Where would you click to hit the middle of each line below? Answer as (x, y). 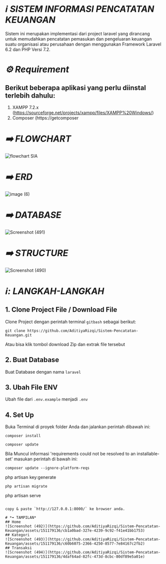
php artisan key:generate (31, 477)
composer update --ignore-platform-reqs (48, 468)
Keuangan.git (19, 335)
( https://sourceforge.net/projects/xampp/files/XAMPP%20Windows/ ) (83, 113)
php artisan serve (23, 496)
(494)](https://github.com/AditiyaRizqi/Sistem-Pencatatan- (97, 553)
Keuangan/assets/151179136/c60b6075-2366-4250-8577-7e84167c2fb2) (75, 544)
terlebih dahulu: (30, 95)
